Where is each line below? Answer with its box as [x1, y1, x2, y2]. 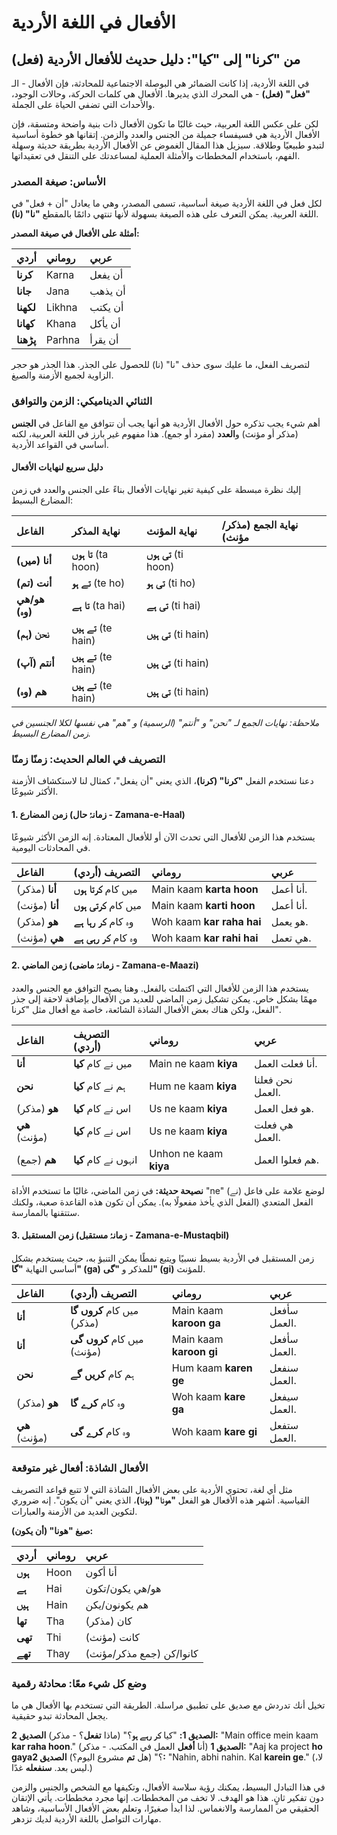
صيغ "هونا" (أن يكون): [11, 1525, 94, 1536]
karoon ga [171, 1316, 221, 1330]
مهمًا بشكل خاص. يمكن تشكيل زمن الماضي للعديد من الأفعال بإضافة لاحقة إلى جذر [11, 992, 318, 1005]
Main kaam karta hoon [151, 882, 259, 896]
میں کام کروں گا [69, 1303, 139, 1317]
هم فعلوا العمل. [254, 1152, 319, 1166]
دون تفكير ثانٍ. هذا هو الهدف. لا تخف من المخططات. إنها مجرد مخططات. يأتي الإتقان [11, 1792, 324, 1804]
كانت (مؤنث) [85, 1631, 140, 1644]
